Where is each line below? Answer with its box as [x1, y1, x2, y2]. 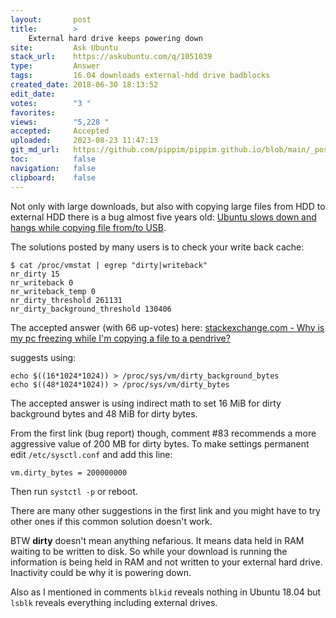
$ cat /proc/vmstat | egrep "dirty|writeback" [10, 260, 208, 270]
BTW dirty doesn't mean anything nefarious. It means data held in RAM [10, 534, 305, 546]
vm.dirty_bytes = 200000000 [10, 467, 128, 478]
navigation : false [10, 163, 97, 173]
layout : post [10, 14, 92, 25]
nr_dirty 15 [10, 269, 60, 279]
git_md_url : [10, 145, 60, 155]
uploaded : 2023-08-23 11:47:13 [10, 136, 159, 146]
